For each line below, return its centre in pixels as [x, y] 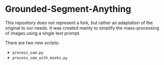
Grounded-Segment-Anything [68, 9]
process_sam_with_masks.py [40, 58]
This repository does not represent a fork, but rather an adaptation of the [79, 23]
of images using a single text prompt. [43, 33]
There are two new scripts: [33, 42]
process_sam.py [28, 53]
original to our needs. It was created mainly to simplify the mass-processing [82, 28]
